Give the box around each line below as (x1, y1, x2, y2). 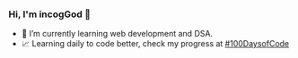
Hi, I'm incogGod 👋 (8, 8, 92, 21)
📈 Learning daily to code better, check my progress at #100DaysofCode (21, 38, 290, 49)
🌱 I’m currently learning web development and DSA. (21, 29, 213, 39)
